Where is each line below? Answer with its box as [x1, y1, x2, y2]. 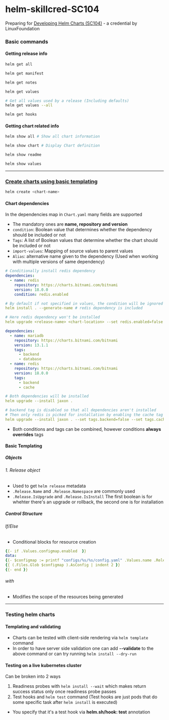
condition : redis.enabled [14, 292, 69, 297]
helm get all [5, 62, 33, 67]
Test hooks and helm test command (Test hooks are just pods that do [12, 694, 157, 700]
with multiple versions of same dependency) [12, 258, 105, 265]
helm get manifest [5, 71, 44, 76]
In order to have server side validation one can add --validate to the [12, 645, 154, 651]
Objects [5, 454, 22, 461]
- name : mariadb [10, 333, 44, 338]
